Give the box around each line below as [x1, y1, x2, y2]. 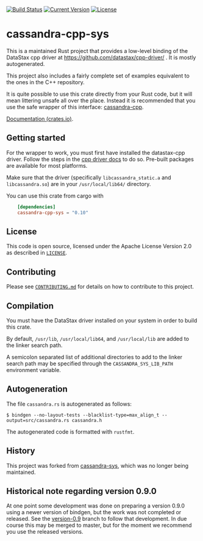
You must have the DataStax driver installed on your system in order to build [6, 317, 198, 324]
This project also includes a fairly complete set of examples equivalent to [6, 72, 190, 79]
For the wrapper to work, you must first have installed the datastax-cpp [6, 149, 185, 156]
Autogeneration [6, 384, 68, 395]
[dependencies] [17, 204, 56, 210]
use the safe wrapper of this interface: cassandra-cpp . [6, 103, 144, 110]
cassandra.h [71, 417, 102, 423]
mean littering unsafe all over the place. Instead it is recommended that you [6, 96, 196, 104]
